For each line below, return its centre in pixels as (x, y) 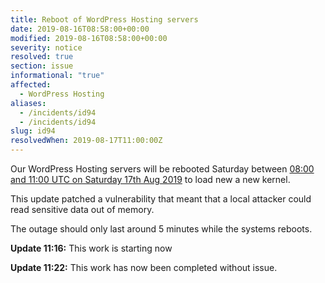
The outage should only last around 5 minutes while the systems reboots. (161, 229)
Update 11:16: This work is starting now (91, 248)
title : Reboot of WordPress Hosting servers (104, 19)
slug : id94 (33, 131)
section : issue (42, 66)
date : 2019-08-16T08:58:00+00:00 (80, 29)
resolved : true (42, 57)
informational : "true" (57, 76)
